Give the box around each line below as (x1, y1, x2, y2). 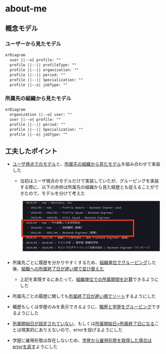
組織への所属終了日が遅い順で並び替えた (21, 266, 104, 272)
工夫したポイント (5, 147, 58, 155)
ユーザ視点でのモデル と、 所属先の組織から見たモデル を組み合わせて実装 (12, 161, 161, 167)
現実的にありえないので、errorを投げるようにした (21, 327, 123, 333)
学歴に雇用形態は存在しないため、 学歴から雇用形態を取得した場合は (12, 338, 152, 344)
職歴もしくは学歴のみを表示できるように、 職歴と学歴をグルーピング (12, 304, 152, 310)
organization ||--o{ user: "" (9, 112, 72, 117)
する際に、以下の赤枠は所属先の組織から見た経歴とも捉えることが (19, 184, 155, 190)
